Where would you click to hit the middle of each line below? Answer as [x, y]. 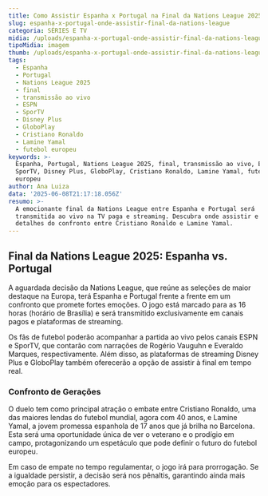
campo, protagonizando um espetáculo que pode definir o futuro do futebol [133, 443]
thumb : [19, 53]
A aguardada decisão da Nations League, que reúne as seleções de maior [130, 288]
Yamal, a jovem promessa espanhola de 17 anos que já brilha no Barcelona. [132, 426]
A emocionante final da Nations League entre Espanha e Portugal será [135, 208]
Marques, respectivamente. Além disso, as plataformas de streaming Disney [134, 354]
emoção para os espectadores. [59, 484]
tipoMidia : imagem [39, 46]
